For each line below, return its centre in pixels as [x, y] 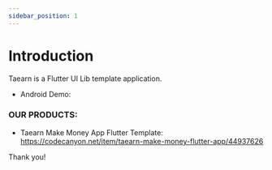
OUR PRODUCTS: [43, 115]
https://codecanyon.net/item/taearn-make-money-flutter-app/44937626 [142, 141]
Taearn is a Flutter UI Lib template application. [85, 79]
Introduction [51, 55]
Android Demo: [45, 94]
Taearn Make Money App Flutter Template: [92, 132]
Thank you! [27, 157]
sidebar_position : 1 [43, 16]
